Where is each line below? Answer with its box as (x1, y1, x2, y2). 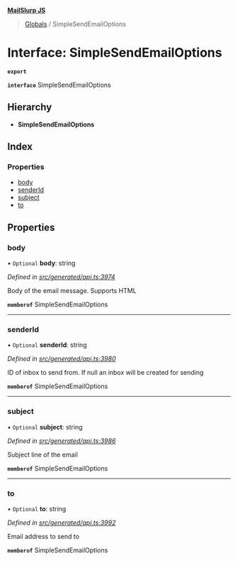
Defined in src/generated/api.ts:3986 (7, 437, 116, 445)
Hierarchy (7, 101, 52, 113)
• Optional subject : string (7, 422, 83, 431)
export (7, 68, 27, 75)
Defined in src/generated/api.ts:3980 (7, 355, 116, 363)
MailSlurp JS (7, 6, 46, 14)
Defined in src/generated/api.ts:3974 (7, 273, 115, 282)
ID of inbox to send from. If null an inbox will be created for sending (7, 368, 204, 377)
